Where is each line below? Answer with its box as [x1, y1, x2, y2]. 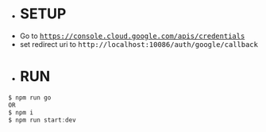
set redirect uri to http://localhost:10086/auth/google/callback [19, 39, 258, 49]
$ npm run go [8, 93, 52, 102]
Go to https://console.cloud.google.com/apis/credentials [19, 31, 245, 41]
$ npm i [8, 108, 34, 116]
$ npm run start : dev [8, 116, 77, 124]
